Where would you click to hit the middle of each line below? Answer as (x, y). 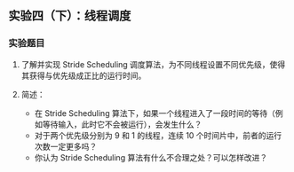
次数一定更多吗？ (66, 146)
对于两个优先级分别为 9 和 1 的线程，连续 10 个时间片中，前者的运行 (158, 135)
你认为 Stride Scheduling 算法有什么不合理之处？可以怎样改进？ (151, 157)
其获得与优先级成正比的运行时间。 (83, 75)
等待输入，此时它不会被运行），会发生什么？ (122, 124)
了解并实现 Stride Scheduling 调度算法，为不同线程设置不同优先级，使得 (153, 64)
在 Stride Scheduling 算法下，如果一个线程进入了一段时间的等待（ (155, 113)
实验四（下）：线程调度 (70, 16)
